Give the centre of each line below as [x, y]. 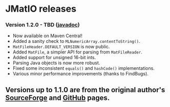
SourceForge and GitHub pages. [58, 98]
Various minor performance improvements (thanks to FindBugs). [80, 74]
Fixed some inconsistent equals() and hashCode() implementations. [83, 68]
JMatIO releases [41, 9]
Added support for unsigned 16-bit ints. [54, 58]
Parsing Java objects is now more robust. [56, 63]
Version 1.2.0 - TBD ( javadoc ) [43, 25]
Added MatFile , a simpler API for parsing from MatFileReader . [77, 52]
